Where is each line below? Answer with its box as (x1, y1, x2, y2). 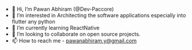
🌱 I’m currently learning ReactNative (11, 24, 100, 31)
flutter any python (11, 18, 56, 25)
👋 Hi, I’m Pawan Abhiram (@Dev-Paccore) (11, 6, 114, 12)
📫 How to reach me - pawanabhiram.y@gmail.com (11, 37, 137, 44)
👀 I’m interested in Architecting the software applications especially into (11, 12, 186, 19)
